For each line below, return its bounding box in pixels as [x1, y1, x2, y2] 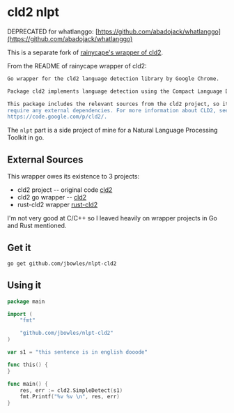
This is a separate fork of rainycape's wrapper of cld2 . [7, 48, 164, 57]
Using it [7, 280, 42, 292]
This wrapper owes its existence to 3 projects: [7, 172, 140, 181]
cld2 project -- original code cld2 [17, 186, 113, 194]
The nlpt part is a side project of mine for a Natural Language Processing [7, 126, 218, 135]
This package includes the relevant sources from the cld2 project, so [7, 100, 219, 107]
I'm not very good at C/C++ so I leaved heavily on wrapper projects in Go [7, 214, 217, 223]
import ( [7, 310, 33, 317]
